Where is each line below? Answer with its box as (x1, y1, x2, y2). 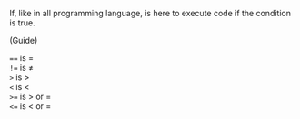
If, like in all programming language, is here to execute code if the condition (9, 8, 291, 18)
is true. (9, 17, 36, 28)
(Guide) (9, 35, 38, 45)
